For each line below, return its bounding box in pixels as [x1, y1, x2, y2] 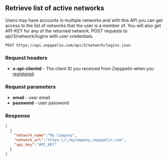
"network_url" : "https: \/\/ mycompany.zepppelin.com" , [14, 138, 126, 143]
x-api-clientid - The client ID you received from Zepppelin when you [12, 66, 154, 72]
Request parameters [5, 83, 56, 90]
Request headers [5, 54, 48, 61]
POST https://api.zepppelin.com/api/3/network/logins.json [5, 42, 131, 48]
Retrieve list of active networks [5, 4, 104, 12]
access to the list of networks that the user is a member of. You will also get [5, 22, 161, 28]
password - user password [12, 100, 69, 106]
